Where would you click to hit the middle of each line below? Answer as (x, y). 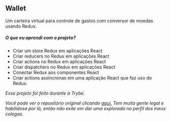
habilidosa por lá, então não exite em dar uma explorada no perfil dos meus (86, 108)
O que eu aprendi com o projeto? (41, 38)
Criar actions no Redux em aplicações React (59, 61)
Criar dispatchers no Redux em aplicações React (64, 67)
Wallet (16, 8)
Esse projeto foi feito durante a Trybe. (45, 93)
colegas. (15, 114)
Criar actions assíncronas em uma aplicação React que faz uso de (82, 78)
